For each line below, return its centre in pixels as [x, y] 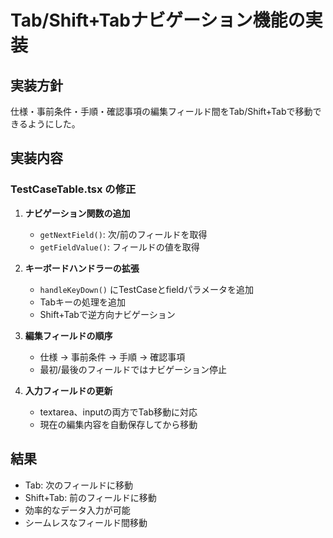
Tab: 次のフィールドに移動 [78, 485]
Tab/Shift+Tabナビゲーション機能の [158, 20]
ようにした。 [54, 124]
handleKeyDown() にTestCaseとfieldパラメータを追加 [146, 289]
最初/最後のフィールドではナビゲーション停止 [133, 369]
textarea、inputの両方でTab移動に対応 [118, 412]
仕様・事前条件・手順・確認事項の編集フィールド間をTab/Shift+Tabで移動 [161, 111]
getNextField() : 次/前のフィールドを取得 [123, 234]
